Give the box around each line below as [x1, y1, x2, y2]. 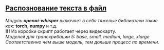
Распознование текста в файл [5, 4, 107, 13]
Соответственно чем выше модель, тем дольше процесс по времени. [5, 39, 159, 45]
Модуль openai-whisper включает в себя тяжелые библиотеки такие [5, 17, 158, 23]
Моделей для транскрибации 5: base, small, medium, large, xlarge [5, 33, 150, 39]
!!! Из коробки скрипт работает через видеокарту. [5, 28, 117, 34]
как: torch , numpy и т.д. [5, 23, 58, 29]
